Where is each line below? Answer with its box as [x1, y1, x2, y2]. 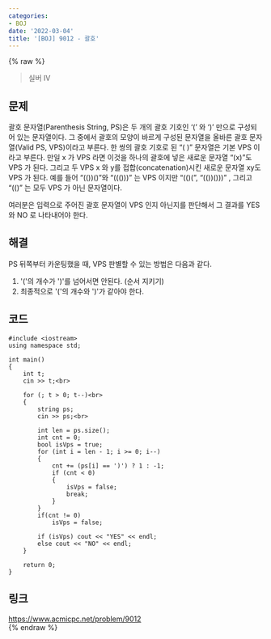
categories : [8, 11, 49, 20]
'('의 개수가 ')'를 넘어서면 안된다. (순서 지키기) [19, 276, 164, 286]
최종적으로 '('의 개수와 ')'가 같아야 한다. [19, 286, 144, 296]
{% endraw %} [8, 622, 58, 632]
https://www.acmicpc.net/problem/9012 [8, 614, 142, 624]
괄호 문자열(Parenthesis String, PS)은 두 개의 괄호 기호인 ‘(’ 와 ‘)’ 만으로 [8, 122, 236, 132]
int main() [8, 355, 45, 364]
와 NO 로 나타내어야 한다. [8, 210, 88, 220]
